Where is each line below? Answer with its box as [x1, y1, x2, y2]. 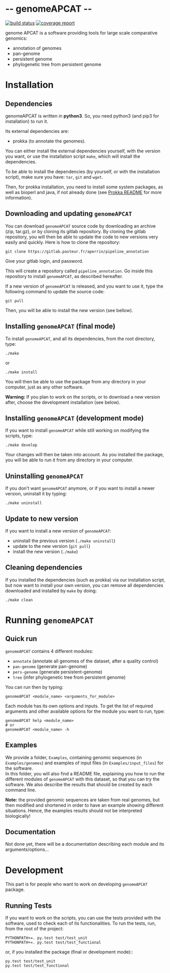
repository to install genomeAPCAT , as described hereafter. [5, 273, 123, 279]
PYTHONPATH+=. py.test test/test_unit [5, 935, 88, 941]
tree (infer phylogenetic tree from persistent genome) [12, 674, 126, 680]
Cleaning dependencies [5, 563, 82, 572]
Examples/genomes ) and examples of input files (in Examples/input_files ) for [5, 760, 164, 766]
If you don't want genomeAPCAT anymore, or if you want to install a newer [5, 485, 155, 491]
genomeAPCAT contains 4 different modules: [5, 648, 93, 654]
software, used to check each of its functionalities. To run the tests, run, [5, 920, 156, 927]
